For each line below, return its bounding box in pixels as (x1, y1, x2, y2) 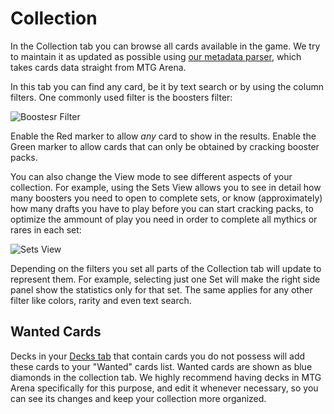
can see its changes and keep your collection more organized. (10, 392, 267, 404)
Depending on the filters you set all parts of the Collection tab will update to (10, 262, 322, 274)
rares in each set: (10, 223, 82, 236)
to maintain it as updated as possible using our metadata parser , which (10, 50, 302, 62)
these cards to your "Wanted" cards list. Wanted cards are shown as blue (10, 360, 313, 372)
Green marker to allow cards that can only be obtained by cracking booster (10, 140, 320, 152)
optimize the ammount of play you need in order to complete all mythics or (10, 213, 318, 225)
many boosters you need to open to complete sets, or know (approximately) (10, 192, 323, 204)
